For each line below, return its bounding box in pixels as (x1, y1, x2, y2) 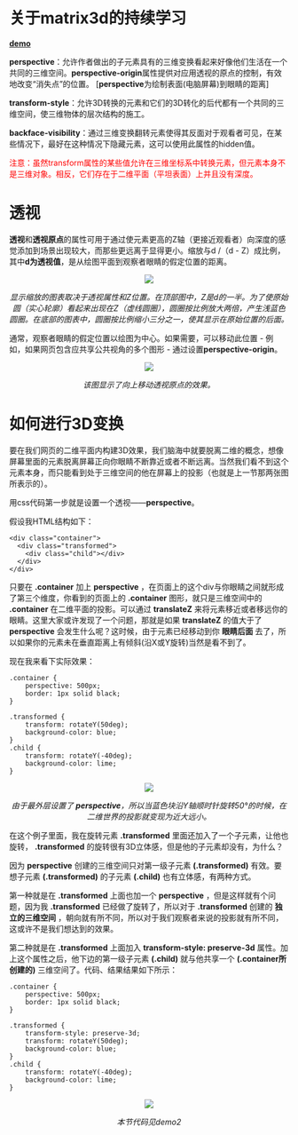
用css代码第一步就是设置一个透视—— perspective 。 (9, 496, 200, 507)
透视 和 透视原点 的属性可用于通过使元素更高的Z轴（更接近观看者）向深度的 (9, 234, 278, 244)
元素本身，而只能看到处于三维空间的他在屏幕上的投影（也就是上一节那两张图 (9, 467, 289, 478)
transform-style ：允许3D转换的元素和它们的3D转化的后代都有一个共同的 (9, 97, 277, 107)
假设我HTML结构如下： (9, 516, 95, 527)
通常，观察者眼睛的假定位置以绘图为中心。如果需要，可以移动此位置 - (9, 332, 264, 343)
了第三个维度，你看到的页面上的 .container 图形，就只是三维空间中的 (9, 592, 263, 603)
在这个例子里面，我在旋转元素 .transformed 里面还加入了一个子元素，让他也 (9, 829, 289, 840)
